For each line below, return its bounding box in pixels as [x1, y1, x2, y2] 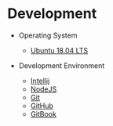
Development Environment [18, 60, 105, 70]
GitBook [30, 109, 56, 118]
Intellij [30, 76, 50, 85]
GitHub [30, 101, 54, 110]
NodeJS [30, 84, 57, 94]
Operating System [18, 31, 78, 40]
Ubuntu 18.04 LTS [30, 45, 89, 55]
